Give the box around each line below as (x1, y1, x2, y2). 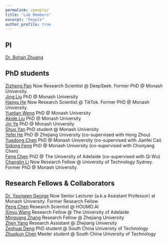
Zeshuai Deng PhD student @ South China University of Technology (5, 225, 149, 231)
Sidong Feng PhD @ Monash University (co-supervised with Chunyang (5, 142, 155, 148)
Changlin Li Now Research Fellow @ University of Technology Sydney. (5, 159, 153, 165)
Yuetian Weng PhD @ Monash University (5, 109, 91, 116)
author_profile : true (5, 21, 52, 27)
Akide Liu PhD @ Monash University (5, 115, 82, 121)
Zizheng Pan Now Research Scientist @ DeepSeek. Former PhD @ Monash (5, 82, 163, 89)
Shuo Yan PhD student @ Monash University (5, 126, 99, 132)
